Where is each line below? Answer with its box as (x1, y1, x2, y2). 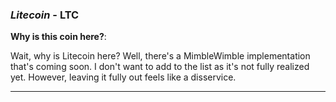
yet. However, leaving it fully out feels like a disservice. (10, 71, 237, 83)
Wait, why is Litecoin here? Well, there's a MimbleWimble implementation (10, 50, 311, 62)
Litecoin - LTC (10, 8, 80, 22)
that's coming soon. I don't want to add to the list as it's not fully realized (10, 61, 310, 73)
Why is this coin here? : (10, 31, 107, 43)
